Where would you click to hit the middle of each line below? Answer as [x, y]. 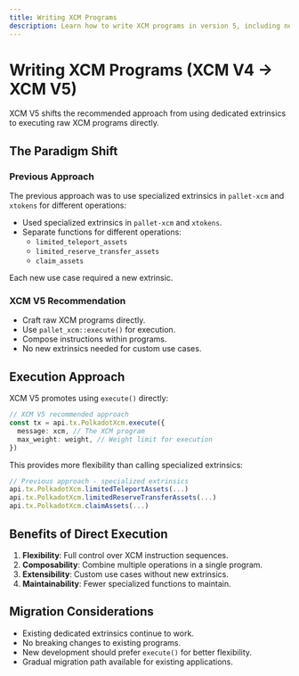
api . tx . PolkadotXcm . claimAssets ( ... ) [79, 506]
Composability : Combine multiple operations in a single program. [142, 565]
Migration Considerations [81, 612]
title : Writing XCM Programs [63, 17]
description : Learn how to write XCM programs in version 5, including [145, 26]
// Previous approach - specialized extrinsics [99, 481]
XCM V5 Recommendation [68, 301]
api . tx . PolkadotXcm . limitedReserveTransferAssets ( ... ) [113, 498]
